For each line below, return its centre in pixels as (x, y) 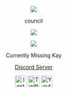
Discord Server (34, 67)
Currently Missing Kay (34, 55)
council (34, 21)
